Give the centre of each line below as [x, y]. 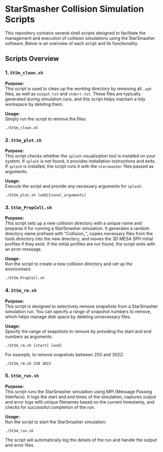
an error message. [24, 249]
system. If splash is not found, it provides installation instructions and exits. [81, 161]
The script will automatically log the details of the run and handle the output [81, 440]
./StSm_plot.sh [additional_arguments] [46, 195]
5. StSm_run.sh [22, 376]
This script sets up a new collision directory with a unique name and [73, 223]
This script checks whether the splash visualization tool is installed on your [80, 156]
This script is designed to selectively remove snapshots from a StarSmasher [81, 306]
